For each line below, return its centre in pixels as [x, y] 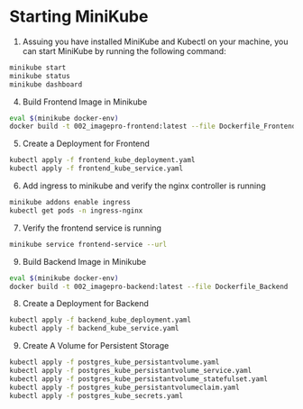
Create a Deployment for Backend [85, 304]
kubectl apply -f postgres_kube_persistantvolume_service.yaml [131, 371]
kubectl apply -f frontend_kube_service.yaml [96, 168]
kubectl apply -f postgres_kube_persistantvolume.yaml [115, 362]
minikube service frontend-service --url [88, 244]
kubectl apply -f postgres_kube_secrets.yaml [96, 395]
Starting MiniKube [79, 17]
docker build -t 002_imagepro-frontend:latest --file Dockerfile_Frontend [153, 127]
